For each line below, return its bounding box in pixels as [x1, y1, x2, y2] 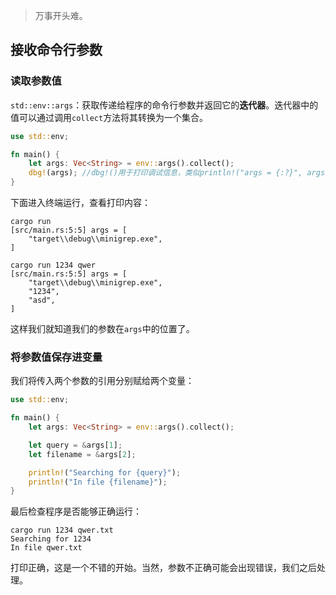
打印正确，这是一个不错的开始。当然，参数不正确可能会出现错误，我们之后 [10, 562, 317, 574]
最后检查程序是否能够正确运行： [10, 505, 142, 518]
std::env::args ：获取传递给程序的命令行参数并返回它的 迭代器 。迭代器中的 [10, 99, 319, 111]
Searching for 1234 [10, 534, 92, 544]
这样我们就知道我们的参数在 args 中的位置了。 [10, 323, 195, 335]
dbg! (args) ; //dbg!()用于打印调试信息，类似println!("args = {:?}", [28, 168, 303, 178]
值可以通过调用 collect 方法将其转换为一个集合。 [10, 111, 209, 123]
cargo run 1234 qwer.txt [10, 525, 114, 536]
